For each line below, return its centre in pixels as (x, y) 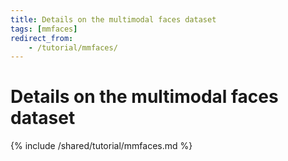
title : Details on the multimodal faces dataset (113, 19)
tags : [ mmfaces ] (44, 29)
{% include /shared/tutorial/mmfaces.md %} (101, 146)
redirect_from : (42, 38)
